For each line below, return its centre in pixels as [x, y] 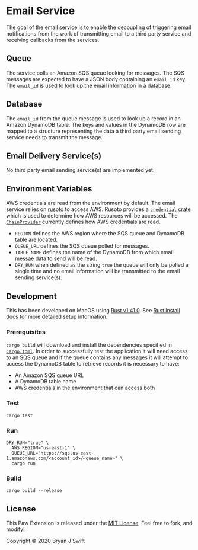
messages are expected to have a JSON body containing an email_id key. [96, 79]
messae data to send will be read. [56, 258]
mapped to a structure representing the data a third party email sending [94, 131]
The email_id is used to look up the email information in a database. [89, 85]
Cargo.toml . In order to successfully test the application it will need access [97, 351]
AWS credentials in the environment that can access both [85, 388]
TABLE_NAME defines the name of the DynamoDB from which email [94, 252]
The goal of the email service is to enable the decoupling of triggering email [99, 27]
